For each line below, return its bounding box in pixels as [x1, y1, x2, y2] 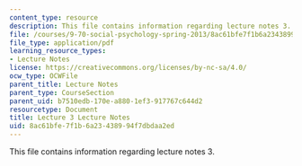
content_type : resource [9, 13, 99, 22]
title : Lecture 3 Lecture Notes [9, 113, 130, 122]
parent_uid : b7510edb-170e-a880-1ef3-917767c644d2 [9, 96, 203, 106]
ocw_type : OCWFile [9, 72, 78, 81]
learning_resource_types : [9, 47, 106, 56]
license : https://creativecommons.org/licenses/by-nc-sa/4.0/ [9, 64, 247, 73]
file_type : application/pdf [9, 38, 115, 48]
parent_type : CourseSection [9, 88, 115, 97]
